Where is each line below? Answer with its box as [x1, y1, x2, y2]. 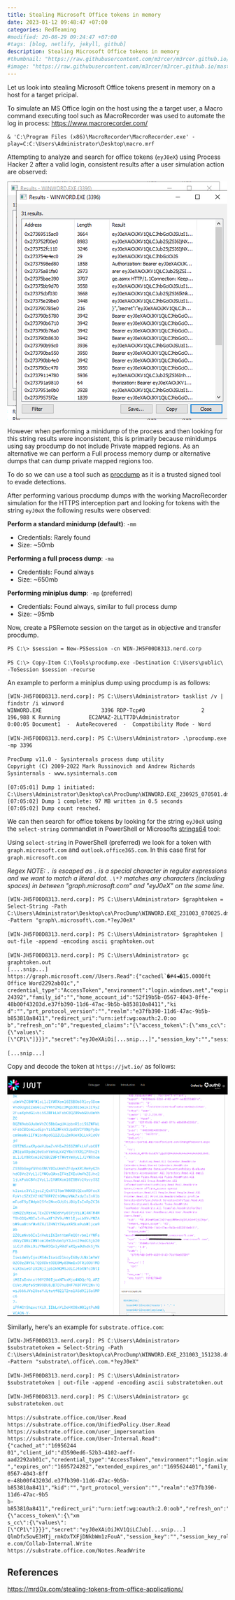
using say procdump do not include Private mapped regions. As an [7, 442, 199, 450]
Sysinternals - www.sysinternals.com [7, 770, 117, 777]
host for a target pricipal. [7, 90, 79, 99]
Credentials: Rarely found [17, 533, 91, 542]
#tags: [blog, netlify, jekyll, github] [7, 41, 127, 48]
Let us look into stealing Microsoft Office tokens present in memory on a [7, 83, 215, 91]
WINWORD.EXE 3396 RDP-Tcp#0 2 [7, 707, 205, 714]
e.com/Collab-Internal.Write [7, 1541, 92, 1548]
